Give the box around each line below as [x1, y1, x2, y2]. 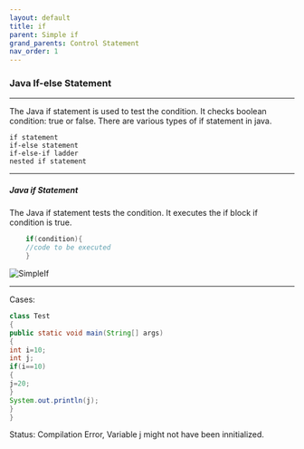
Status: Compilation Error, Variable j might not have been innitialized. [9, 429, 265, 440]
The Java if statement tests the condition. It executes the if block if [9, 208, 258, 219]
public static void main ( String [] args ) [9, 328, 165, 337]
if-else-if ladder [9, 149, 79, 159]
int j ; [9, 354, 34, 363]
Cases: [9, 294, 36, 305]
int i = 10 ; [9, 346, 47, 355]
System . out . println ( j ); [9, 395, 100, 405]
